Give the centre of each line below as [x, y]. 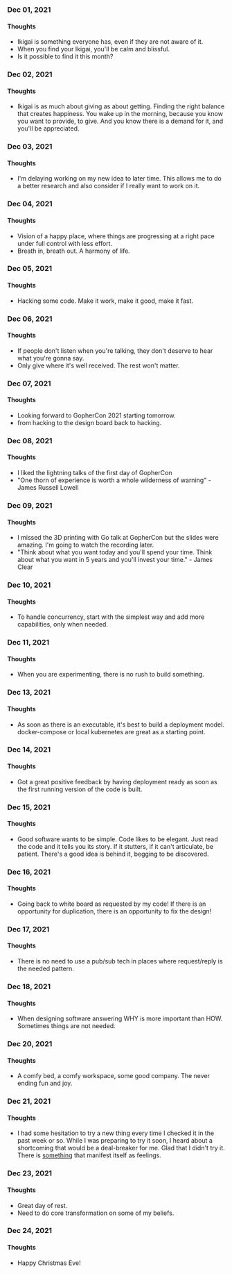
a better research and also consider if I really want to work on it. [108, 186]
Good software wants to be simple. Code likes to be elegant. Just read [117, 839]
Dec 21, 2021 [29, 1101]
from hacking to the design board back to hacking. [89, 422]
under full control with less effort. [65, 243]
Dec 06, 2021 [30, 319]
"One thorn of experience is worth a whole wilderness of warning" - [114, 480]
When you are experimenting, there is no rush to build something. [110, 675]
